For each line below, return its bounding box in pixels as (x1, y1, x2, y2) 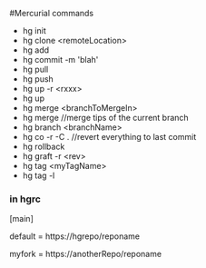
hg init (22, 25, 47, 35)
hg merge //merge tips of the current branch (22, 113, 189, 123)
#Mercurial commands (9, 8, 93, 18)
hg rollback (22, 141, 65, 152)
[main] (9, 213, 34, 224)
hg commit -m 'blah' (22, 55, 99, 65)
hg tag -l (22, 170, 55, 181)
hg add (22, 45, 50, 55)
